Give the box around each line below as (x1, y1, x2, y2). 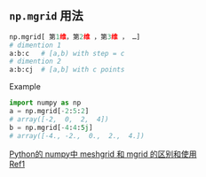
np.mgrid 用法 (9, 8, 83, 24)
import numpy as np (9, 98, 82, 108)
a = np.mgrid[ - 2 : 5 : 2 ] (9, 107, 90, 116)
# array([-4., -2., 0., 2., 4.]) (9, 131, 145, 140)
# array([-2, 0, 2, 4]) (9, 114, 109, 124)
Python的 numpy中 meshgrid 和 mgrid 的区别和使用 (9, 149, 197, 159)
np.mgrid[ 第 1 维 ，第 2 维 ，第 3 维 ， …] (9, 32, 140, 42)
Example (9, 81, 42, 92)
